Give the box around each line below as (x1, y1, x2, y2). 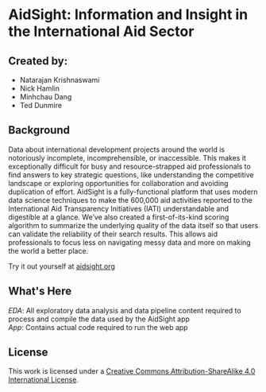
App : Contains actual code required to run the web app (8, 322, 188, 332)
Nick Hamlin (19, 83, 60, 93)
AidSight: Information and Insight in (8, 6, 249, 24)
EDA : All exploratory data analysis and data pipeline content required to (8, 305, 241, 315)
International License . (8, 375, 79, 385)
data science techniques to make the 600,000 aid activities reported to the (8, 195, 253, 204)
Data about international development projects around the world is (8, 145, 225, 154)
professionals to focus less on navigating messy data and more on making (8, 237, 252, 247)
